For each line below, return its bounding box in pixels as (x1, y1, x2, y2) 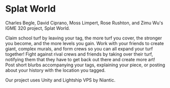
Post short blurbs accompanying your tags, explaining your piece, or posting (5, 62, 165, 68)
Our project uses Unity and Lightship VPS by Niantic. (5, 77, 116, 83)
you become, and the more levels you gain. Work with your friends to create (5, 40, 164, 46)
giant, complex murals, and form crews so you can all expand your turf (5, 46, 153, 52)
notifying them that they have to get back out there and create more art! (5, 56, 156, 62)
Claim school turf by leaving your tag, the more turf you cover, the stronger (5, 35, 162, 41)
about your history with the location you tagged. (5, 67, 106, 73)
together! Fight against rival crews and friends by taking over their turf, (5, 51, 153, 57)
